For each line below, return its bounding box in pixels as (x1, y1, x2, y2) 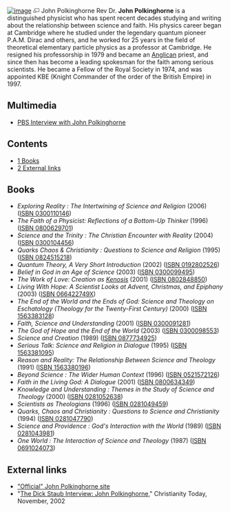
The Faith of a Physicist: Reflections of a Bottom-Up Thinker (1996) (17, 217, 209, 225)
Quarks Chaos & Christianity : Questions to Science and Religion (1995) (17, 246, 221, 255)
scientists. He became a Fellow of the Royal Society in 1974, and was (7, 66, 202, 73)
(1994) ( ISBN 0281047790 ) (17, 415, 94, 423)
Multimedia (7, 100, 57, 112)
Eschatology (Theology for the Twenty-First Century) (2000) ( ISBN (17, 304, 207, 313)
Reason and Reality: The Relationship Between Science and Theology (17, 356, 216, 364)
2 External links (17, 164, 61, 172)
